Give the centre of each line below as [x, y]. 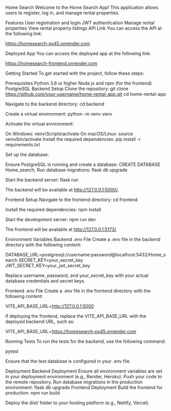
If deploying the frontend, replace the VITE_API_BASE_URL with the [76, 316]
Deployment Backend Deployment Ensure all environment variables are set [84, 371]
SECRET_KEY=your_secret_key [51, 260]
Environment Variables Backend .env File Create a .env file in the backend [83, 239]
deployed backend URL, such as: [40, 321]
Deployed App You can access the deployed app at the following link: [78, 53]
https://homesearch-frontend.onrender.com [52, 63]
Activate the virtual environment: [40, 124]
